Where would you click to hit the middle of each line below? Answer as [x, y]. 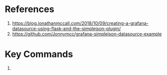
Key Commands [39, 54]
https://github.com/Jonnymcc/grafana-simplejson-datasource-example [87, 34]
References [29, 9]
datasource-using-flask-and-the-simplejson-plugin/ [66, 28]
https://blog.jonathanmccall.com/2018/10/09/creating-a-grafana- [80, 23]
